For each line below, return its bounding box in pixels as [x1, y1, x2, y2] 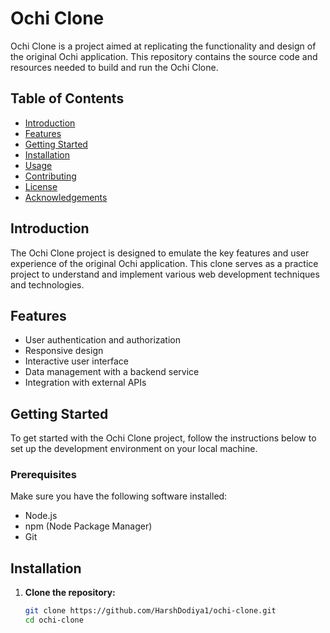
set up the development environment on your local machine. [10, 443, 258, 455]
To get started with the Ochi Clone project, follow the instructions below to [10, 432, 317, 444]
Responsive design [24, 345, 104, 357]
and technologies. [10, 278, 85, 291]
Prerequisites [10, 468, 77, 482]
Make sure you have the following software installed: [10, 490, 228, 502]
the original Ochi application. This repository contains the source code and [10, 50, 318, 62]
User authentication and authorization [24, 334, 182, 346]
